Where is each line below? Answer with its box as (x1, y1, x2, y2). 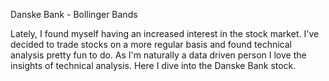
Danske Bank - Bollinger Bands (10, 9, 138, 20)
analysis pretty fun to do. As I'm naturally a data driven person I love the (10, 49, 307, 61)
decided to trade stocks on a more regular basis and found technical (10, 39, 292, 50)
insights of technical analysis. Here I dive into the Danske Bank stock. (10, 60, 297, 71)
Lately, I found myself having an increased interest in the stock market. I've (10, 28, 320, 39)
